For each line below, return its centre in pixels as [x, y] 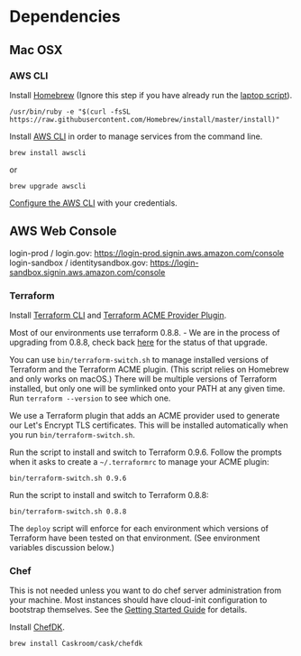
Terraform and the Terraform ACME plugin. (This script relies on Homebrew [150, 369]
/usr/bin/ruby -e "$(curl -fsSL [70, 111]
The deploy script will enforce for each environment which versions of [139, 528]
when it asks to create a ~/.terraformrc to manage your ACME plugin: [139, 461]
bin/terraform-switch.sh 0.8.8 [68, 512]
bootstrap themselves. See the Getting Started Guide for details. [128, 610]
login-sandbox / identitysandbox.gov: [79, 263]
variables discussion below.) [62, 547]
